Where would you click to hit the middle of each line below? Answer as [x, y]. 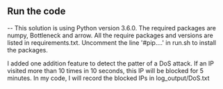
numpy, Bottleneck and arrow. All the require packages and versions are [110, 35]
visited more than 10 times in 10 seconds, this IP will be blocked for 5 [105, 70]
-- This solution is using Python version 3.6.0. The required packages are [112, 28]
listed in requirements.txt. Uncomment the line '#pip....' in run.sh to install [112, 42]
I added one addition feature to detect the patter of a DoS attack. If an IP [110, 63]
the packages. [28, 50]
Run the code [36, 11]
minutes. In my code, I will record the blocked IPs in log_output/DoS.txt [108, 78]
